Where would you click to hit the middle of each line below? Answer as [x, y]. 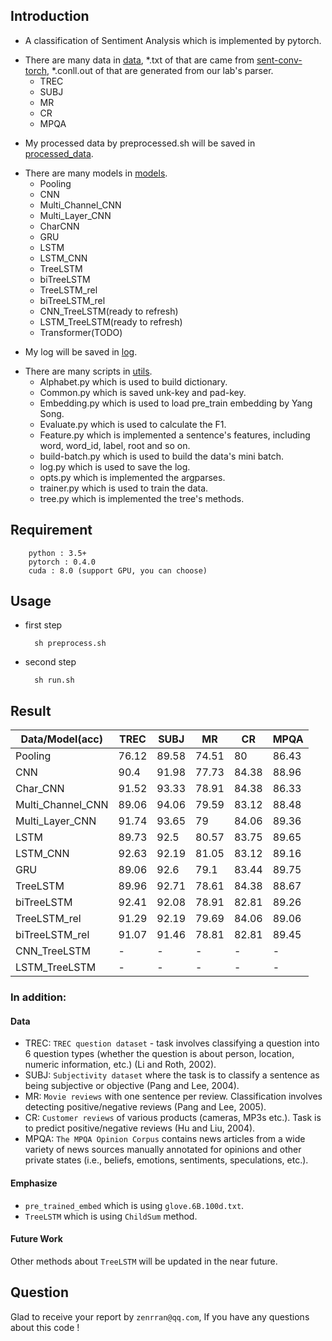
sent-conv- [279, 60]
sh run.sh [54, 680]
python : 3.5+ [57, 553]
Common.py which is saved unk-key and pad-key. [143, 392]
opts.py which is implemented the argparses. [132, 477]
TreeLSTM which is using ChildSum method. [111, 1216]
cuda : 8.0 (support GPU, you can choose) [118, 570]
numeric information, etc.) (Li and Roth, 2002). [120, 1065]
